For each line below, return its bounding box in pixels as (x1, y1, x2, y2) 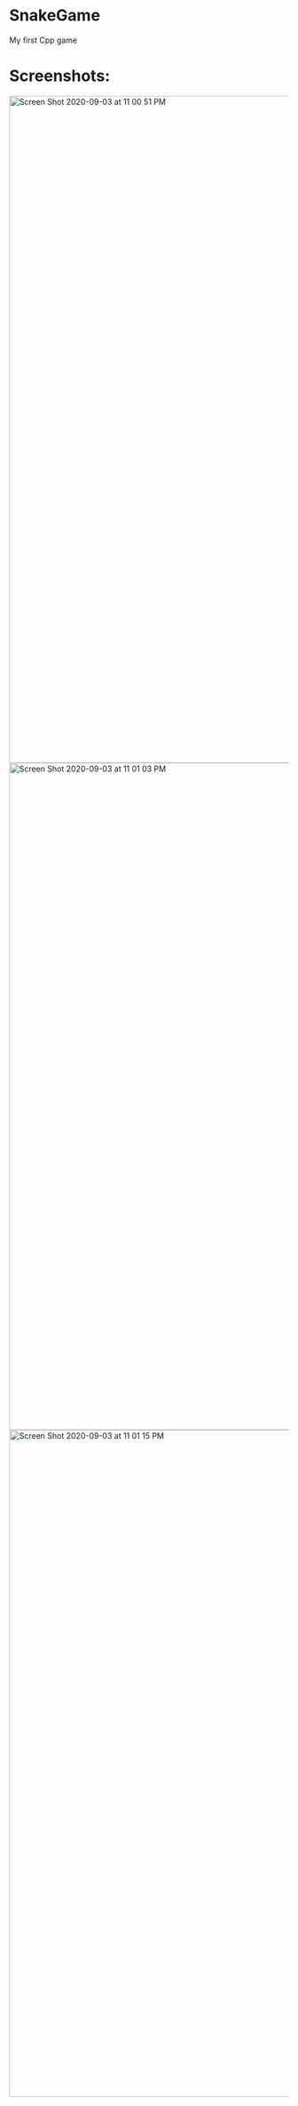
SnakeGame (9, 5, 100, 26)
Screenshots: (9, 66, 111, 86)
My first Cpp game (9, 35, 78, 45)
